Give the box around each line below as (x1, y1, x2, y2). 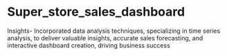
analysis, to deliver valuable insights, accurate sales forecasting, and (7, 33, 203, 42)
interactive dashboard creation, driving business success (7, 41, 171, 49)
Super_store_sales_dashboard (7, 4, 185, 20)
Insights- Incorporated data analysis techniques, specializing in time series (7, 27, 221, 35)
